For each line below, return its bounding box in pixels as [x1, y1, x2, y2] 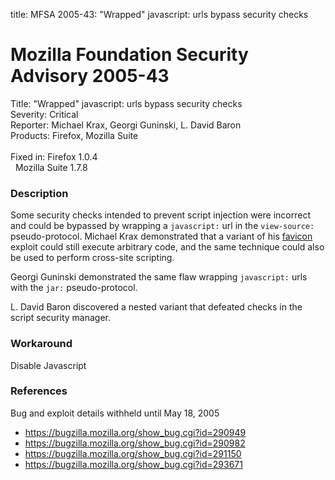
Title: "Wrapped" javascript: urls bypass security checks [10, 97, 243, 109]
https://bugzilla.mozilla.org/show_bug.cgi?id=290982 [24, 437, 246, 449]
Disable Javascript [10, 359, 87, 371]
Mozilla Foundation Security [10, 44, 249, 66]
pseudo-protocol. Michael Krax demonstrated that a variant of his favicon [10, 230, 313, 243]
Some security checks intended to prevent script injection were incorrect [10, 209, 311, 221]
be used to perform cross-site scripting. [10, 252, 175, 264]
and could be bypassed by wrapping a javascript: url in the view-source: [10, 220, 315, 232]
